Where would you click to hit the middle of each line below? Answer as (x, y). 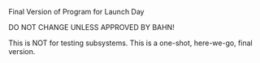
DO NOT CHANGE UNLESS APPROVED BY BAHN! (91, 27)
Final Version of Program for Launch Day (76, 12)
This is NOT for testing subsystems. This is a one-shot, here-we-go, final (131, 43)
